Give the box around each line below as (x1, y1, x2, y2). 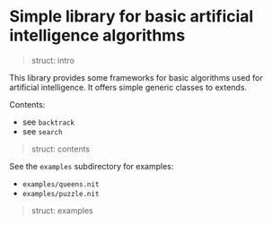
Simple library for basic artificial (9, 6, 254, 27)
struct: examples (31, 204, 93, 216)
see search (22, 125, 63, 136)
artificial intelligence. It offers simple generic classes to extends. (9, 82, 248, 92)
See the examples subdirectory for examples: (9, 160, 174, 171)
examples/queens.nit (22, 179, 100, 189)
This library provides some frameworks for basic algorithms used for (9, 72, 263, 82)
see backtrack (22, 117, 75, 127)
